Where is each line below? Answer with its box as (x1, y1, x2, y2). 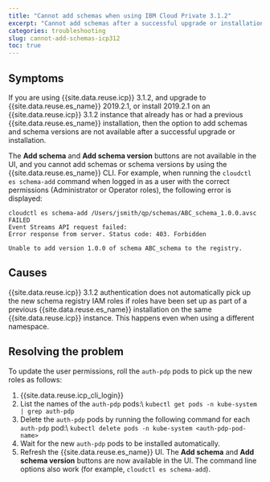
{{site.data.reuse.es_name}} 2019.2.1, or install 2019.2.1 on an (8, 101, 211, 111)
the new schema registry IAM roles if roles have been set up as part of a (8, 296, 247, 305)
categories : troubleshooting (8, 27, 106, 35)
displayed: (8, 194, 43, 203)
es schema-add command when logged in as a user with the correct (8, 176, 231, 186)
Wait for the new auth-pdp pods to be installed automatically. (19, 439, 221, 448)
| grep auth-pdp (19, 407, 75, 415)
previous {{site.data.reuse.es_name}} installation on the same (8, 304, 212, 314)
